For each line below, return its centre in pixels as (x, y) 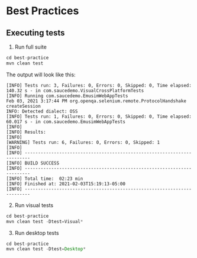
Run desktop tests (37, 233)
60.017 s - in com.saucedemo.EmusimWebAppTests (66, 122)
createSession (24, 106)
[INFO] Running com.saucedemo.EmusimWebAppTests (67, 96)
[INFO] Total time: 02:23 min (45, 179)
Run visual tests (34, 205)
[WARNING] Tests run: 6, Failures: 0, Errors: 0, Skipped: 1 (83, 142)
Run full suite (31, 47)
